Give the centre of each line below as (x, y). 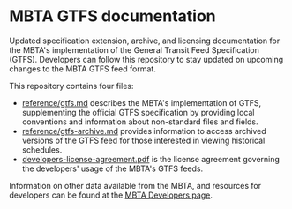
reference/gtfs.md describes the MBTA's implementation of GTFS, (142, 102)
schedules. (42, 149)
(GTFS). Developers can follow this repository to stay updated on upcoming (146, 59)
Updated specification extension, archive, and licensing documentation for (145, 41)
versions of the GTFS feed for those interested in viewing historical (143, 140)
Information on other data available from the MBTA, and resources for (135, 185)
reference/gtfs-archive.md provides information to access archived (144, 131)
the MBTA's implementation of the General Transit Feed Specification (135, 49)
